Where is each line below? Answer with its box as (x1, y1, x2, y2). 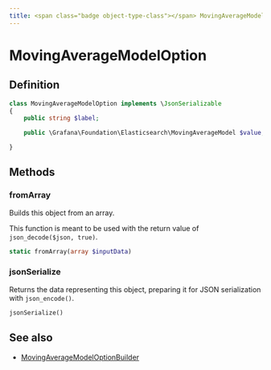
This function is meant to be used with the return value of (9, 223, 199, 233)
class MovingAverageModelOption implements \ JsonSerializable (9, 100, 222, 108)
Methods (9, 165, 55, 179)
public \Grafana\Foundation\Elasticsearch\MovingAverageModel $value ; (23, 129, 265, 137)
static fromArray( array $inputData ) (9, 247, 132, 255)
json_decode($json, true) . (9, 232, 98, 242)
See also (9, 331, 53, 345)
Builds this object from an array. (9, 208, 115, 218)
